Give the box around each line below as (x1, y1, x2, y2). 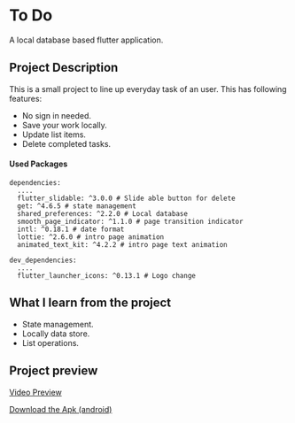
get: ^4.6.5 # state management (17, 201, 137, 211)
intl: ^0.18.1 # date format (17, 225, 125, 234)
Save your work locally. (21, 119, 108, 130)
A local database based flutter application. (9, 35, 164, 45)
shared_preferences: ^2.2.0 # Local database (17, 209, 189, 218)
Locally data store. (21, 328, 90, 339)
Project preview (9, 364, 98, 379)
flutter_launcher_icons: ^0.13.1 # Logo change (17, 271, 197, 280)
